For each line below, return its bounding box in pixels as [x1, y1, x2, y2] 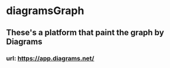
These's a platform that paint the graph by [6, 28, 164, 38]
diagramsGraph [6, 4, 84, 18]
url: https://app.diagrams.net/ [6, 54, 94, 62]
